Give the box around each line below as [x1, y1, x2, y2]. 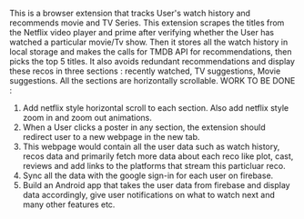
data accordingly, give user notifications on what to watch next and [22, 190, 276, 200]
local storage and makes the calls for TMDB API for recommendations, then [9, 46, 293, 57]
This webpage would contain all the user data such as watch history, [22, 141, 280, 152]
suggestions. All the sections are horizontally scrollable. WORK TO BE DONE [9, 75, 296, 85]
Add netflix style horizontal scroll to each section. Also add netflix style [22, 103, 289, 113]
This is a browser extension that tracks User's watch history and [9, 8, 251, 18]
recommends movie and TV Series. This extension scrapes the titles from [9, 17, 285, 28]
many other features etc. [22, 199, 116, 210]
